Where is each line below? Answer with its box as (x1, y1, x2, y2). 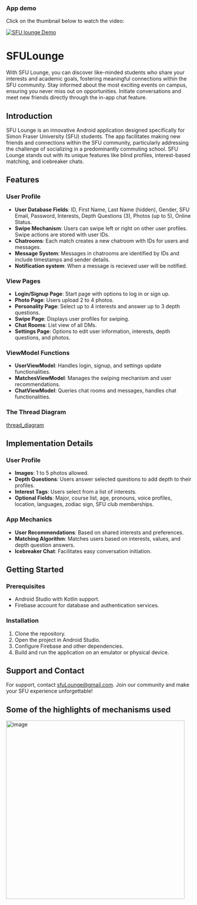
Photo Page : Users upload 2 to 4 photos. (14, 297, 114, 304)
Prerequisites (6, 582, 45, 590)
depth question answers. (14, 541, 75, 548)
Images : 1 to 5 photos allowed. (14, 470, 89, 477)
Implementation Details (6, 438, 94, 448)
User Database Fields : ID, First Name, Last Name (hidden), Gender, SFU (14, 206, 190, 213)
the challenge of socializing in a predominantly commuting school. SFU (6, 145, 178, 152)
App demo (6, 4, 36, 12)
